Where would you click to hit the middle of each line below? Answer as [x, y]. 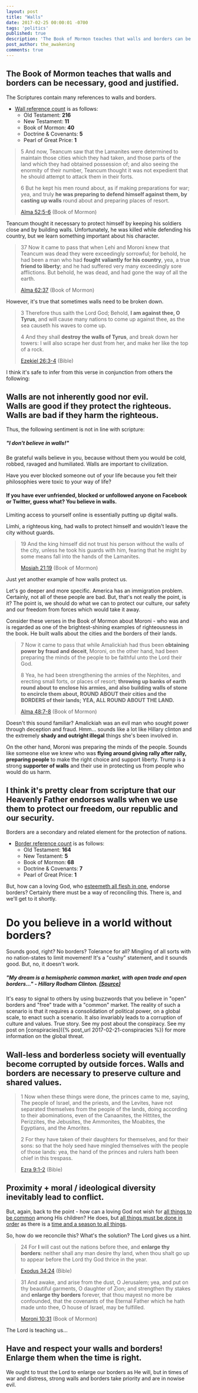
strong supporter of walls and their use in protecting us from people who [95, 765]
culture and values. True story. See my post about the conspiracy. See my [96, 1024]
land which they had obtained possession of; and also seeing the [99, 164]
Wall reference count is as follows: [56, 108]
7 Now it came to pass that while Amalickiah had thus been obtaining [105, 645]
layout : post [22, 11]
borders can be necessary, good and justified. [93, 83]
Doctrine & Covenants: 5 [53, 134]
